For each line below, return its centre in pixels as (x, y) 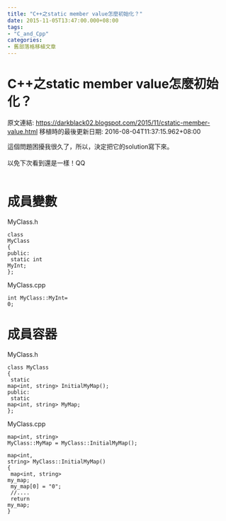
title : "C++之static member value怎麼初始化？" (75, 14)
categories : (25, 40)
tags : (15, 27)
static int (26, 259)
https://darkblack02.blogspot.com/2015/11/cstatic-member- (123, 122)
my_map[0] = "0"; (36, 486)
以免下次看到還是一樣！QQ (46, 163)
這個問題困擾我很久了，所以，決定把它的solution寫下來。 (90, 147)
